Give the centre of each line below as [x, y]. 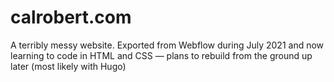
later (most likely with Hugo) [68, 66]
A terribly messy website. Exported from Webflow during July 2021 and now [167, 45]
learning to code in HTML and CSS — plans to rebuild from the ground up [161, 55]
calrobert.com [71, 17]
